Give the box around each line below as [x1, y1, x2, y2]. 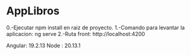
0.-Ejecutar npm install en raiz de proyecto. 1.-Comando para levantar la [6, 24, 185, 31]
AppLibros [6, 4, 60, 18]
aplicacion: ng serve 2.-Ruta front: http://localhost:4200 [6, 30, 146, 37]
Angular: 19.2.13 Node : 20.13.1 [6, 42, 81, 49]
